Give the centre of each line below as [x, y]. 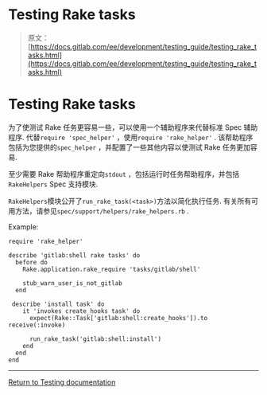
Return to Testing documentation [62, 382]
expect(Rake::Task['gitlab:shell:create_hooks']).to [118, 318]
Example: [23, 227]
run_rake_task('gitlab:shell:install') [95, 339]
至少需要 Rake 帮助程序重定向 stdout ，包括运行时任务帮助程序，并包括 [124, 174]
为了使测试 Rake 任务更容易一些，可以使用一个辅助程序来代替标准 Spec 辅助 [133, 127]
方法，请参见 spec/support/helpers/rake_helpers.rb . [102, 211]
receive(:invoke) [37, 325]
